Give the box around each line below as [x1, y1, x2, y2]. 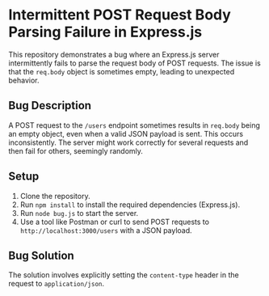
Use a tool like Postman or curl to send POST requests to [19, 217, 210, 226]
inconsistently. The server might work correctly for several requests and [8, 137, 249, 147]
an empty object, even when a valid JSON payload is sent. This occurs [8, 129, 244, 138]
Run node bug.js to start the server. [19, 208, 139, 218]
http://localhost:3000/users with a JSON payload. [19, 225, 192, 235]
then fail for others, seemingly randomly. [8, 146, 144, 155]
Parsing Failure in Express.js [8, 23, 203, 41]
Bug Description [8, 99, 91, 112]
